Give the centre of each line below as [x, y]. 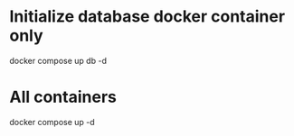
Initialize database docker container [147, 17]
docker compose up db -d [58, 60]
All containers [63, 97]
